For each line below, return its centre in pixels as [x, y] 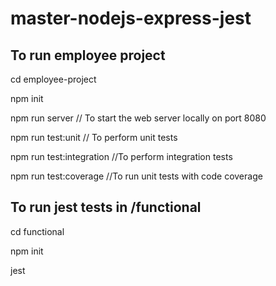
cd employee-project [53, 79]
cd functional [37, 231]
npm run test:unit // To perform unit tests [94, 137]
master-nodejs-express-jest [131, 18]
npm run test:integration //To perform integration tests [121, 156]
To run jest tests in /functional [106, 207]
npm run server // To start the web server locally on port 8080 [138, 118]
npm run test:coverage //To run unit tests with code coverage [136, 176]
